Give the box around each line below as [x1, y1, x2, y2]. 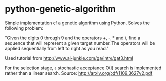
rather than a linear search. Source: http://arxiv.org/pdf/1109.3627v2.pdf [5, 70, 153, 76]
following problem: [5, 25, 44, 31]
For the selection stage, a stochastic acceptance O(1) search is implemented [5, 65, 162, 71]
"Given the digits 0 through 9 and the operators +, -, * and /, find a [5, 35, 140, 41]
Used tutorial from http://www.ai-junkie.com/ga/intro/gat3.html [5, 55, 134, 61]
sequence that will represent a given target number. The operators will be [5, 40, 155, 46]
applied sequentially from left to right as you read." [5, 45, 109, 51]
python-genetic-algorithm [5, 3, 116, 15]
